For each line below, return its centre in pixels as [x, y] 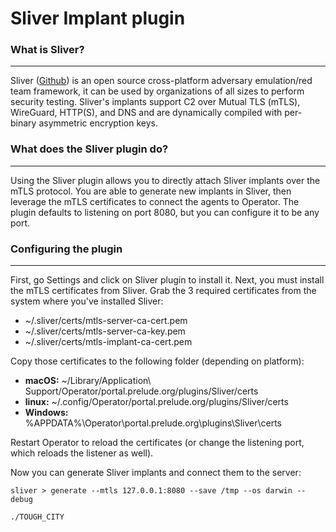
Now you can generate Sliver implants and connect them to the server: [156, 473]
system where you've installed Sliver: [87, 301]
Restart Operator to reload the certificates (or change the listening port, [157, 443]
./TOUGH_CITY [37, 517]
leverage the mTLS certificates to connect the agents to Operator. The [155, 201]
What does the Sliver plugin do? [89, 149]
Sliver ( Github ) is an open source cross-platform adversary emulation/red [161, 81]
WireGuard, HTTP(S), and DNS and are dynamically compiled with [146, 113]
